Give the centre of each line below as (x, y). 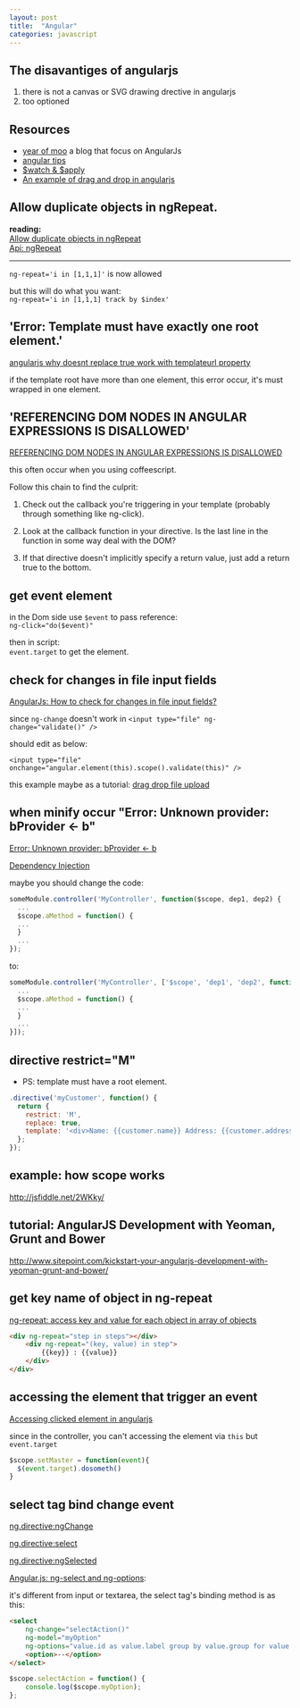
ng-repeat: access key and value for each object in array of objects (133, 1319)
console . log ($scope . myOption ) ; (83, 1687)
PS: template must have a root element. (95, 1081)
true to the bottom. (57, 567)
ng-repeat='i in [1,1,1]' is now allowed (86, 273)
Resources (40, 129)
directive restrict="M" (73, 1060)
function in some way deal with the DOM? (99, 540)
